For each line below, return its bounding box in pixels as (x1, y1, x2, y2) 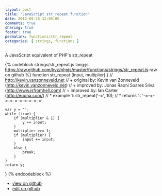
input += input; (22, 137, 55, 142)
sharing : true (5, 25, 34, 30)
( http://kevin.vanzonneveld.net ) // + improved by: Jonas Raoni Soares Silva (5, 82, 155, 88)
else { (14, 145, 27, 150)
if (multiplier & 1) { (14, 115, 60, 121)
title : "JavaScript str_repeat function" (5, 12, 90, 17)
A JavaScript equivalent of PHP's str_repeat (5, 52, 93, 58)
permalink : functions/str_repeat (5, 35, 73, 39)
